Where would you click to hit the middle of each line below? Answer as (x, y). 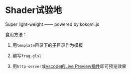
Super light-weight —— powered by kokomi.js (52, 24)
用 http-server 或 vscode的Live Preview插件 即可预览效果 (69, 66)
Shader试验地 (34, 10)
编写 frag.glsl (27, 56)
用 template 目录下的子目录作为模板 (48, 45)
